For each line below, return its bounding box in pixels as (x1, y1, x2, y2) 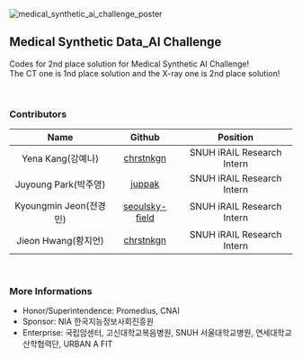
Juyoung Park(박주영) (14, 178, 106, 191)
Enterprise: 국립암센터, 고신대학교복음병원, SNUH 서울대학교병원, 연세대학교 (22, 327, 292, 338)
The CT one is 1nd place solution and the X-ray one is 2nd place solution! (9, 67, 280, 78)
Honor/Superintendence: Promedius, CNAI (22, 306, 180, 317)
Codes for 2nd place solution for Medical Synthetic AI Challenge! (9, 58, 250, 69)
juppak (129, 178, 160, 191)
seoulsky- (122, 201, 167, 213)
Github (129, 131, 160, 144)
